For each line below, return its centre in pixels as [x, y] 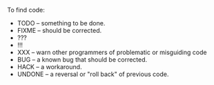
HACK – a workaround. [49, 67]
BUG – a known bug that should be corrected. [82, 60]
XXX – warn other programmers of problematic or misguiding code [112, 52]
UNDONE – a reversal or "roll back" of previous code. [93, 74]
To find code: [26, 10]
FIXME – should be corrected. [59, 31]
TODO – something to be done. [61, 23]
